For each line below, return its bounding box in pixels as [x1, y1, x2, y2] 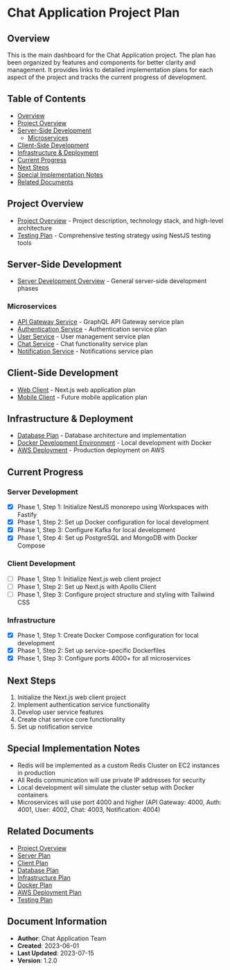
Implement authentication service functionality [17, 701, 150, 709]
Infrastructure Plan [17, 873, 71, 882]
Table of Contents [7, 93, 87, 105]
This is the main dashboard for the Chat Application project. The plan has [7, 51, 216, 59]
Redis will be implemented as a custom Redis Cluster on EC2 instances [17, 761, 220, 769]
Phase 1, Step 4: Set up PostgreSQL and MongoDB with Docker [17, 534, 198, 542]
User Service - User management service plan [17, 332, 150, 341]
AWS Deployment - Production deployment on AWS [17, 446, 165, 454]
